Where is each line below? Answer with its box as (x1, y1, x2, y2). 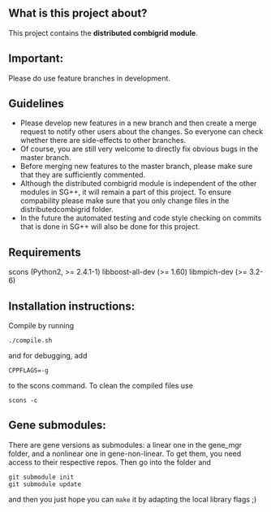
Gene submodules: (8, 419, 107, 432)
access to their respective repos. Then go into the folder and (8, 457, 211, 466)
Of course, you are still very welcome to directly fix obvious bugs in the (19, 144, 259, 154)
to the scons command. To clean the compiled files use (8, 381, 193, 391)
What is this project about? (8, 7, 148, 20)
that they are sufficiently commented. (19, 170, 146, 180)
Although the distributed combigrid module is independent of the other (19, 179, 257, 189)
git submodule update (8, 479, 82, 488)
